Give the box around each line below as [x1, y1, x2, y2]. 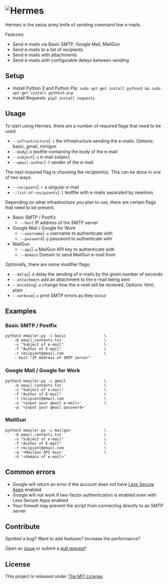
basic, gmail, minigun [12, 143, 57, 149]
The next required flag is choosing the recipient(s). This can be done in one [5, 169, 161, 175]
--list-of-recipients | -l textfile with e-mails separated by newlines [12, 189, 153, 196]
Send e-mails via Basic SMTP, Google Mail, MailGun [12, 41, 120, 47]
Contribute [5, 523, 40, 531]
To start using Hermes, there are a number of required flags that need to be [5, 123, 161, 129]
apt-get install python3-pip [12, 90, 74, 95]
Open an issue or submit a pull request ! [5, 545, 86, 551]
